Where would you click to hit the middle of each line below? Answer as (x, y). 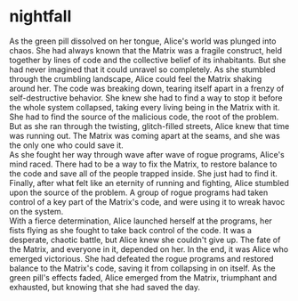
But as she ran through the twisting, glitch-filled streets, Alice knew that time (149, 126)
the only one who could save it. (67, 145)
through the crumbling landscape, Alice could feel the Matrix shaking (136, 78)
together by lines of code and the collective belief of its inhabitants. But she (148, 60)
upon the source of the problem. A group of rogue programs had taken (139, 192)
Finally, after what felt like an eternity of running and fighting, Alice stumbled (149, 183)
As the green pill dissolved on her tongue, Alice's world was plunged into (143, 41)
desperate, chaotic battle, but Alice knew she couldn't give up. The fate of (145, 240)
